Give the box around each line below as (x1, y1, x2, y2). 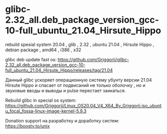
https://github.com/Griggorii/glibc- (57, 56, 129, 62)
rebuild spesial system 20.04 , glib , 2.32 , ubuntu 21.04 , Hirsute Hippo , (5, 41, 154, 47)
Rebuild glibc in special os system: (5, 97, 77, 103)
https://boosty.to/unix (5, 123, 50, 129)
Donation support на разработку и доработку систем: (5, 117, 119, 123)
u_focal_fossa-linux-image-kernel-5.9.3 (5, 108, 87, 114)
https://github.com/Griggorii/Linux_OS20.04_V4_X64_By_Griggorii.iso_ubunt (5, 102, 162, 108)
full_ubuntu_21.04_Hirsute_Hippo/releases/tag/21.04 (5, 67, 113, 73)
